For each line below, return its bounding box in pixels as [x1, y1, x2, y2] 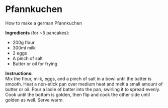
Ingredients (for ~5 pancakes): [5, 29, 69, 35]
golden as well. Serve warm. [5, 96, 64, 103]
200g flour [12, 39, 35, 45]
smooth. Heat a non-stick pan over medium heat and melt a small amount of [5, 81, 163, 87]
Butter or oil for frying [12, 60, 58, 66]
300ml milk [12, 44, 36, 50]
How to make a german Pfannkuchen [5, 20, 82, 26]
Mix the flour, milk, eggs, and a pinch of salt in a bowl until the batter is [5, 75, 152, 81]
